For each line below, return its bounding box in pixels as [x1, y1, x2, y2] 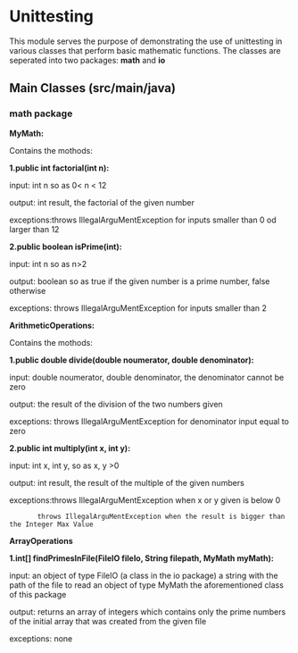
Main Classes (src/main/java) [9, 80, 177, 96]
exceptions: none [9, 632, 73, 644]
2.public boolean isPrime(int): [9, 241, 122, 252]
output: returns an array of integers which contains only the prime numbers [9, 606, 286, 617]
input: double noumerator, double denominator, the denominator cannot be [9, 372, 285, 382]
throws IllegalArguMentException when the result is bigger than [37, 512, 286, 521]
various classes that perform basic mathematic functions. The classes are [9, 45, 281, 55]
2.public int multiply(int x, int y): [9, 442, 131, 453]
